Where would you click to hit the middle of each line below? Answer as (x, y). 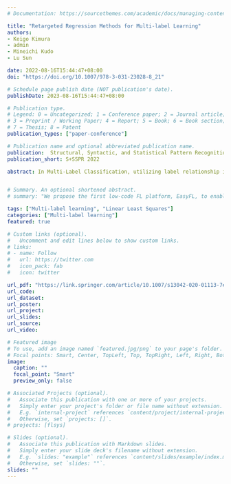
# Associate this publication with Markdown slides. (87, 444)
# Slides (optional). (38, 438)
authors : (20, 32)
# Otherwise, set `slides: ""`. (57, 463)
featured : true (29, 221)
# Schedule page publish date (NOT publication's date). (90, 89)
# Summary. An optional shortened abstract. (72, 190)
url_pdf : (20, 285)
